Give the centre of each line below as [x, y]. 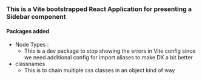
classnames [30, 64]
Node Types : [32, 45]
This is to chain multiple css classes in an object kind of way [99, 70]
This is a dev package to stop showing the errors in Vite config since [110, 51]
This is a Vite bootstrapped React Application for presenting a [99, 9]
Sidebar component [36, 16]
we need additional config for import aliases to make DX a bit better [108, 58]
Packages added [28, 31]
